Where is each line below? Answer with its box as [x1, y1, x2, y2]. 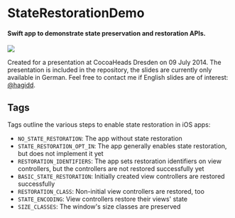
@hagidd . [7, 81, 35, 90]
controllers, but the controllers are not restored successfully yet [17, 165, 204, 173]
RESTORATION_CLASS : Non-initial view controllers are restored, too [17, 187, 204, 196]
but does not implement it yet [17, 150, 104, 158]
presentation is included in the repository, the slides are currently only [7, 66, 212, 74]
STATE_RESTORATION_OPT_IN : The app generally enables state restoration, [17, 142, 227, 150]
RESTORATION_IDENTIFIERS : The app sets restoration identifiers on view [17, 157, 222, 165]
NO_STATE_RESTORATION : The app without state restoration [17, 134, 182, 143]
